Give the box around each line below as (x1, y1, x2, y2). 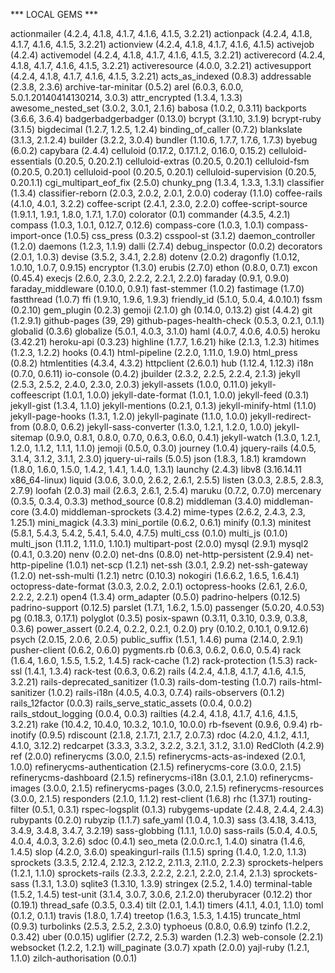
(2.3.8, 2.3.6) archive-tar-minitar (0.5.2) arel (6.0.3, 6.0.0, (10, 81, 244, 93)
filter (10, 804, 30, 815)
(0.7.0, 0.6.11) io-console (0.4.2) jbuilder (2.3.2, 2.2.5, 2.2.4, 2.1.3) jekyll (10, 368, 301, 379)
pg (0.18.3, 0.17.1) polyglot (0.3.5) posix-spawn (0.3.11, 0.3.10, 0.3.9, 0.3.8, (10, 612, 308, 624)
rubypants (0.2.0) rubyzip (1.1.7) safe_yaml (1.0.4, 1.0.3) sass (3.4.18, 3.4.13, (10, 814, 317, 826)
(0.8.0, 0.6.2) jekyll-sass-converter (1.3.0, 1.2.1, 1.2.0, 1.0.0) (31, 421, 273, 433)
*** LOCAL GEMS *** (10, 9, 99, 20)
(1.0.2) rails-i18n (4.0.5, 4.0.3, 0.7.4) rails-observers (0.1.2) (47, 687, 285, 698)
